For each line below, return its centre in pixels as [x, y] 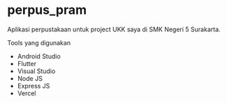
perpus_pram [47, 10]
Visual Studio [36, 71]
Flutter [27, 63]
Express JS [34, 86]
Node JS [30, 78]
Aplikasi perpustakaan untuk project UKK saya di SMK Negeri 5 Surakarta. [114, 29]
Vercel [27, 93]
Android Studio [39, 56]
